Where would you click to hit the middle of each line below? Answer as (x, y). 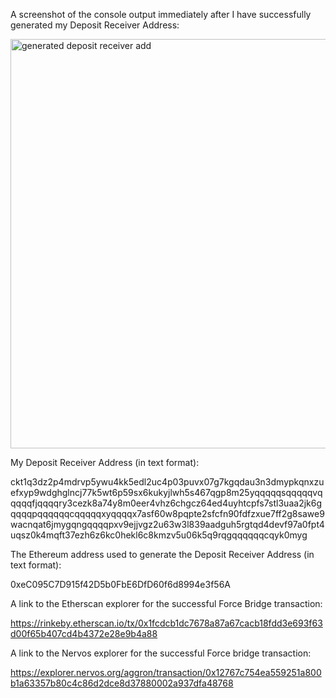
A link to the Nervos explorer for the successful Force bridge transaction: (161, 653)
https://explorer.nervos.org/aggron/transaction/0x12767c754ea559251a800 (166, 672)
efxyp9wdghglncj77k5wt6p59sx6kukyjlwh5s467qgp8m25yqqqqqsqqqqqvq (166, 492)
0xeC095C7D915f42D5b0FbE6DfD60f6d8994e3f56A (120, 584)
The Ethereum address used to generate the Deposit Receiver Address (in (162, 554)
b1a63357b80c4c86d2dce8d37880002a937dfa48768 (122, 683)
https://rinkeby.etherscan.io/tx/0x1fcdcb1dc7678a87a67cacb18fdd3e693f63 (166, 623)
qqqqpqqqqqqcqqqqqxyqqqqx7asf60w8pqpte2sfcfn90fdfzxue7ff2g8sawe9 (167, 513)
